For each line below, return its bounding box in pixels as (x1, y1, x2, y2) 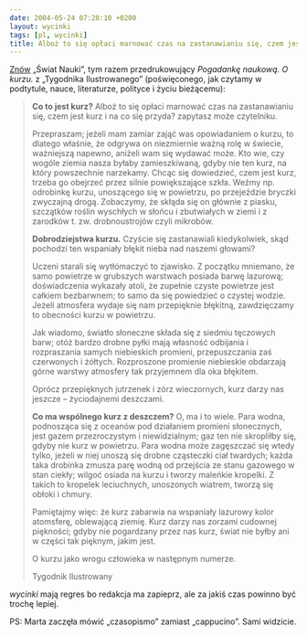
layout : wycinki (9, 22, 71, 31)
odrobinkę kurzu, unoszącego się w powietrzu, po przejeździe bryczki (31, 186, 297, 197)
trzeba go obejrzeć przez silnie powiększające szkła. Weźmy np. (31, 177, 276, 188)
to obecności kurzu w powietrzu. (31, 310, 156, 321)
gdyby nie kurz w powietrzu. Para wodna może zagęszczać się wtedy (31, 440, 295, 451)
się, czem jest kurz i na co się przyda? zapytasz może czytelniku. (31, 111, 278, 122)
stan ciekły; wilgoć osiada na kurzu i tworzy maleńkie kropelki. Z (31, 470, 275, 481)
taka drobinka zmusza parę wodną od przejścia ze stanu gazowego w (31, 460, 295, 471)
